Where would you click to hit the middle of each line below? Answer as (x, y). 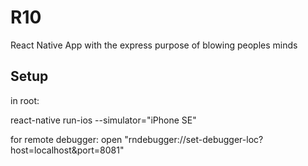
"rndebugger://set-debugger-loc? (194, 139)
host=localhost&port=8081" (67, 150)
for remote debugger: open (66, 139)
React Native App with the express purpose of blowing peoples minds (154, 45)
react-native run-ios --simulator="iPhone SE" (103, 120)
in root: (25, 100)
